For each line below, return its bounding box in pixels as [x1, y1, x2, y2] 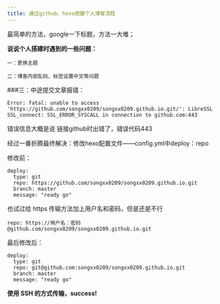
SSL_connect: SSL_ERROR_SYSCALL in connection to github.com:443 [7, 111, 197, 118]
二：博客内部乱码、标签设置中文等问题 [7, 73, 99, 80]
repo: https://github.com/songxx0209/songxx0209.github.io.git [13, 180, 197, 186]
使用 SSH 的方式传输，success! [7, 289, 97, 297]
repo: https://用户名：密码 [7, 219, 81, 226]
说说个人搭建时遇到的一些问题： [7, 44, 97, 52]
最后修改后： [7, 238, 43, 246]
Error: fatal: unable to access [7, 99, 99, 107]
